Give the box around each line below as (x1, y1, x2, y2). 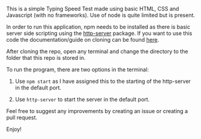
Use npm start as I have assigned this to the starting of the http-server (14, 78, 191, 85)
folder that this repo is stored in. (6, 54, 86, 61)
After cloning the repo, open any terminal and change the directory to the (6, 48, 188, 55)
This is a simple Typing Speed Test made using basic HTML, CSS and (6, 5, 179, 12)
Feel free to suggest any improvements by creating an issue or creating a (6, 108, 188, 114)
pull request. (6, 114, 37, 121)
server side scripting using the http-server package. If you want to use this (6, 30, 193, 37)
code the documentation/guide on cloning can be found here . (6, 36, 159, 43)
